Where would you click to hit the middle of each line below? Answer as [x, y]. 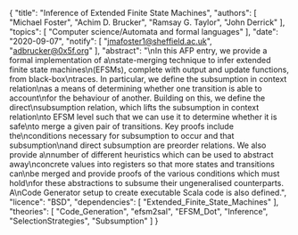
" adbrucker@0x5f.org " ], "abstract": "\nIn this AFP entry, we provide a [138, 51]
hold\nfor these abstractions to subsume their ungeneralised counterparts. [146, 183]
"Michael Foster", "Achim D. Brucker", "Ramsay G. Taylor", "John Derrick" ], [147, 22]
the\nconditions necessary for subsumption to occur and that [122, 136]
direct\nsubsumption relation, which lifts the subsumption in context [134, 107]
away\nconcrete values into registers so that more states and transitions [142, 164]
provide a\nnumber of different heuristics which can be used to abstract [141, 154]
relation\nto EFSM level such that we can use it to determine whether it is [143, 117]
